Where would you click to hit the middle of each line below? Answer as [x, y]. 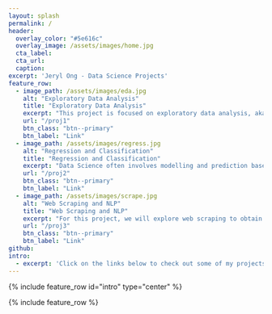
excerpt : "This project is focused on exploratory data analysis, [137, 114]
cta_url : [30, 61]
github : [21, 249]
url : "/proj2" [47, 174]
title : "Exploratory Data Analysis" [85, 106]
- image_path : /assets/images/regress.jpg [88, 143]
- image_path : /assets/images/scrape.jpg [87, 196]
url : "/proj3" [47, 226]
